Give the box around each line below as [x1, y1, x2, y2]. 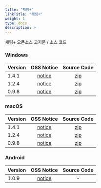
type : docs [5, 20, 27, 26]
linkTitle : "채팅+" [5, 12, 43, 17]
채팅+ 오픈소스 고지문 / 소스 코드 [5, 39, 67, 45]
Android [5, 154, 25, 161]
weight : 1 [5, 16, 25, 21]
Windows [5, 52, 28, 58]
